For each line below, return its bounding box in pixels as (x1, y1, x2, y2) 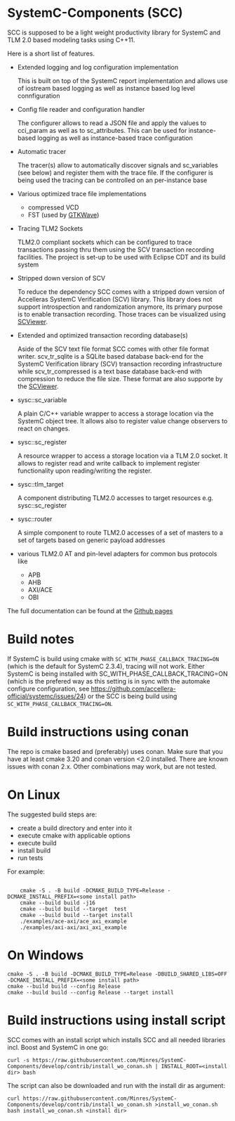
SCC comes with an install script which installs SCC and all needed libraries (7, 1035, 226, 1044)
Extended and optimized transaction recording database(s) (17, 331, 188, 339)
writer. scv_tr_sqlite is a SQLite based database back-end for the (17, 352, 203, 360)
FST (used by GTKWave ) (27, 210, 100, 219)
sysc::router (17, 515, 53, 523)
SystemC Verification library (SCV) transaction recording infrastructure (17, 359, 222, 368)
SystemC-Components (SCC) (7, 5, 183, 21)
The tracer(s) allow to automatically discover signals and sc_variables (17, 160, 219, 169)
